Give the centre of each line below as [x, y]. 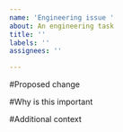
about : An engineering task [62, 26]
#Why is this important [51, 102]
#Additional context [46, 119]
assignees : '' [36, 51]
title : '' [28, 34]
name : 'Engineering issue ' [62, 18]
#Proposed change [45, 84]
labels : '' [30, 43]
